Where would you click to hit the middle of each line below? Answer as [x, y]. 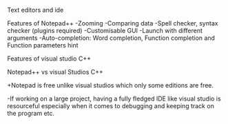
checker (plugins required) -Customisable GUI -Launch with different [105, 31]
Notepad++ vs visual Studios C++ [55, 72]
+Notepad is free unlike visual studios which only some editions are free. [111, 85]
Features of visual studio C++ [49, 59]
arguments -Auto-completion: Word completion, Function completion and [111, 38]
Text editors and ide [35, 10]
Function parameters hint [43, 45]
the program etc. [31, 113]
